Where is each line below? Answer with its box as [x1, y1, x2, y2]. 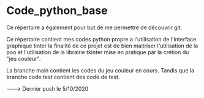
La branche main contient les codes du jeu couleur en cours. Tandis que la [6, 66, 195, 74]
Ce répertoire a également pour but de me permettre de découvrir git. [6, 24, 183, 31]
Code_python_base [6, 4, 108, 18]
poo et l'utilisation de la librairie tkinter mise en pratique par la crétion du [6, 48, 189, 55]
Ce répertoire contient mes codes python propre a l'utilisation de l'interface [6, 35, 197, 43]
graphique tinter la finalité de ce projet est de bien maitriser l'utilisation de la [6, 42, 198, 49]
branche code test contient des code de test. [6, 73, 120, 80]
